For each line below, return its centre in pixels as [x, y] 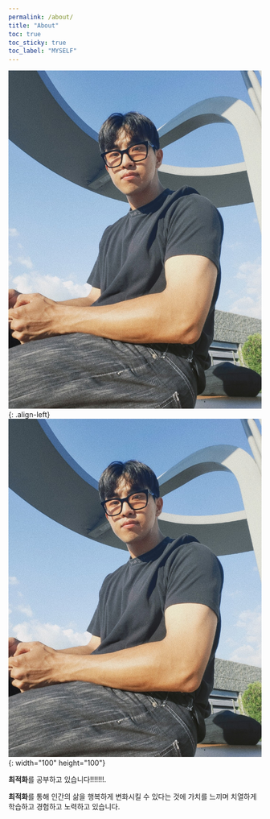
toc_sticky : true [37, 43]
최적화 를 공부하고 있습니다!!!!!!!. [57, 780]
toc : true [25, 34]
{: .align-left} [29, 415]
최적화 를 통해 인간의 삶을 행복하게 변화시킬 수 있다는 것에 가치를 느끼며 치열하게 [133, 796]
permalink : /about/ [41, 17]
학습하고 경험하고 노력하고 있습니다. [64, 807]
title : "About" [34, 25]
